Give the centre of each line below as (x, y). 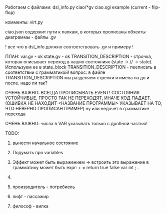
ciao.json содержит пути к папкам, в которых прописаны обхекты (75, 32)
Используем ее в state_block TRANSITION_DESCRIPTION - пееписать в (81, 67)
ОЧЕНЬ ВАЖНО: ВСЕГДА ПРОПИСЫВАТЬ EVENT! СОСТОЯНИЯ (72, 93)
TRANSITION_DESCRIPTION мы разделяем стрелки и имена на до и (77, 78)
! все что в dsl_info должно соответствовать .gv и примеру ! (69, 47)
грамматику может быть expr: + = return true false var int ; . (75, 167)
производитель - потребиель (43, 187)
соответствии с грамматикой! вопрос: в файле (55, 72)
